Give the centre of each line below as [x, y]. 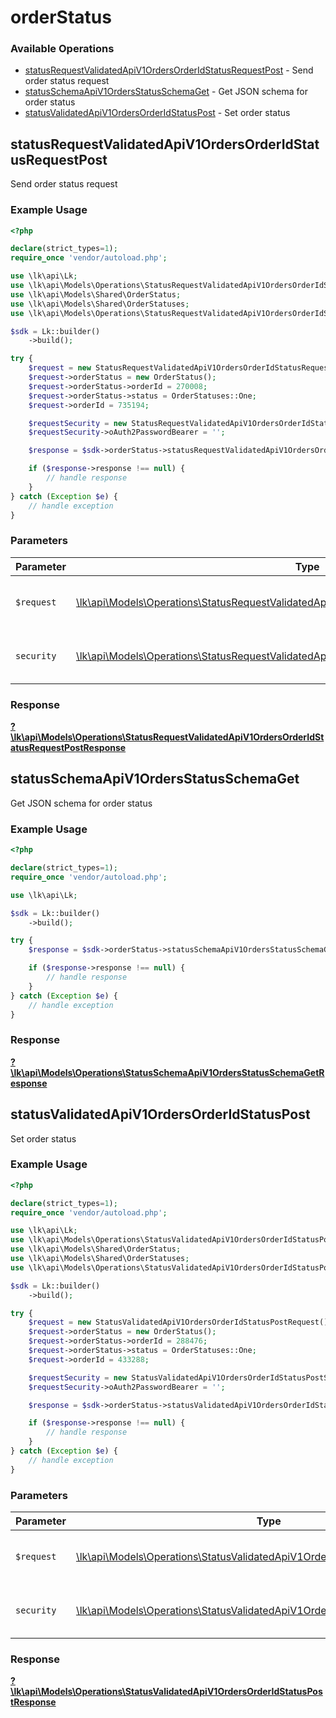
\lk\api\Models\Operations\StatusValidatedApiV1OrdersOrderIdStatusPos [166, 1692]
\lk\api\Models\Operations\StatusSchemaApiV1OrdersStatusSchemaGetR [167, 1072]
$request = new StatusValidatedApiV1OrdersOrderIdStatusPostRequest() [178, 1322]
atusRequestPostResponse [68, 748]
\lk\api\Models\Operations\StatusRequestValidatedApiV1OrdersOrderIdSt [167, 737]
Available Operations [62, 49]
